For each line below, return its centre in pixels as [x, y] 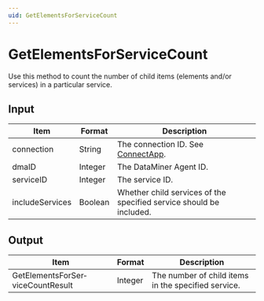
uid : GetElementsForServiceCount [63, 15]
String [90, 149]
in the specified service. [196, 285]
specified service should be [169, 203]
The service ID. [145, 180]
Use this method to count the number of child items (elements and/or [120, 76]
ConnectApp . [142, 154]
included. [134, 212]
